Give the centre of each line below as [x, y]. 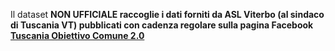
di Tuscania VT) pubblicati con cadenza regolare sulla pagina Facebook [162, 25]
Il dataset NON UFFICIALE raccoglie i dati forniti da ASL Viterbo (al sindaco [167, 14]
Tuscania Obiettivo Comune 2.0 [77, 35]
